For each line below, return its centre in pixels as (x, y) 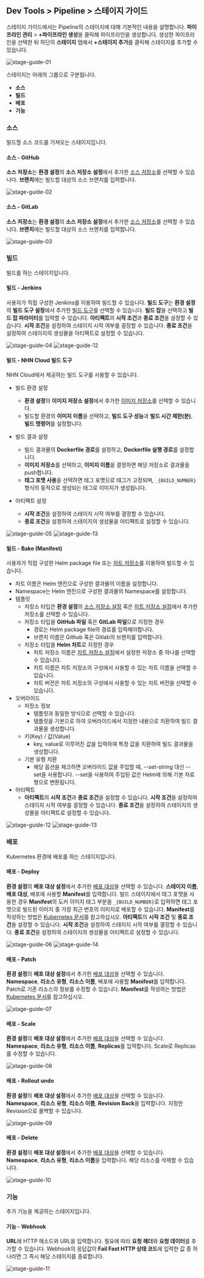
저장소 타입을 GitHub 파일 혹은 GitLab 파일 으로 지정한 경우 (94, 622)
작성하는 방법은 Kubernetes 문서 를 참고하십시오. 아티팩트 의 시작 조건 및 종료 (97, 917)
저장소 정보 (37, 706)
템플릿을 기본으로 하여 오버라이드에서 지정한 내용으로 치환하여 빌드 (112, 721)
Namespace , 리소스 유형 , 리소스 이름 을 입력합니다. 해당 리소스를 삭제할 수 (94, 1160)
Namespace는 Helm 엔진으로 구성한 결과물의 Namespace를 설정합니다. (101, 591)
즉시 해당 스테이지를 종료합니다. (66, 1257)
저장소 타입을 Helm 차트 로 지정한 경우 (69, 645)
